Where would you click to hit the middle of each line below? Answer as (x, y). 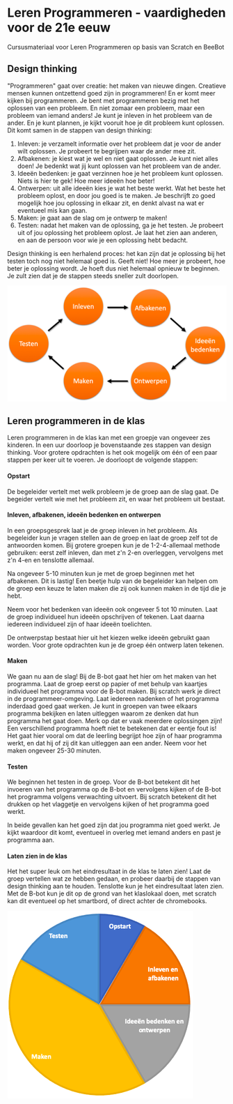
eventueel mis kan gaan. (52, 210)
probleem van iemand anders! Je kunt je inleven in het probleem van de (110, 115)
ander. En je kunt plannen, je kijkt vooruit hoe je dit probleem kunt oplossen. (116, 123)
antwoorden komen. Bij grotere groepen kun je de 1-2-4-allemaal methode (114, 545)
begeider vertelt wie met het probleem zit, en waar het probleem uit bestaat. (116, 499)
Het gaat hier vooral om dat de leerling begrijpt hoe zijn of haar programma (115, 735)
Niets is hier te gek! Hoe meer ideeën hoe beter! (86, 181)
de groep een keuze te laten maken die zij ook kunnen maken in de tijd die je (117, 588)
